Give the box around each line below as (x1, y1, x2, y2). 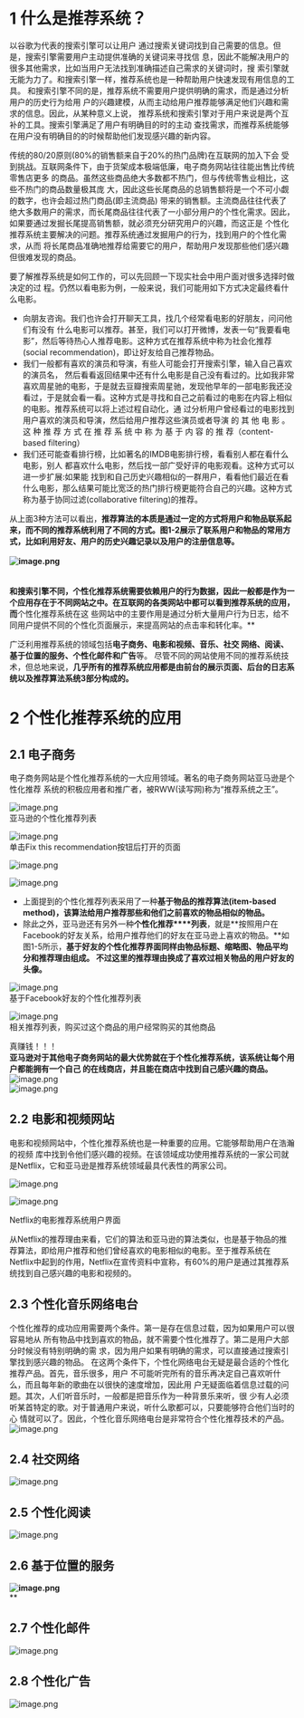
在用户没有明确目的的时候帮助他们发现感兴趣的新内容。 (9, 130, 215, 141)
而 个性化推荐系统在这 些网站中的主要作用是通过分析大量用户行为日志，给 (9, 608, 281, 619)
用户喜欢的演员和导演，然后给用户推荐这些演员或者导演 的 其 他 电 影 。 (22, 414, 290, 426)
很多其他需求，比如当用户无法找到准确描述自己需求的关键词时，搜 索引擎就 (9, 62, 290, 73)
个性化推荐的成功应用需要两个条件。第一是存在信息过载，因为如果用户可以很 (9, 1322, 295, 1333)
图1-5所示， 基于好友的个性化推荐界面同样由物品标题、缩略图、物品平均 (22, 941, 289, 952)
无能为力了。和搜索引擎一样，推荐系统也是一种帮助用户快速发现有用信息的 (9, 73, 287, 84)
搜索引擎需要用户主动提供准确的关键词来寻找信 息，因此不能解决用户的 (24, 51, 290, 62)
